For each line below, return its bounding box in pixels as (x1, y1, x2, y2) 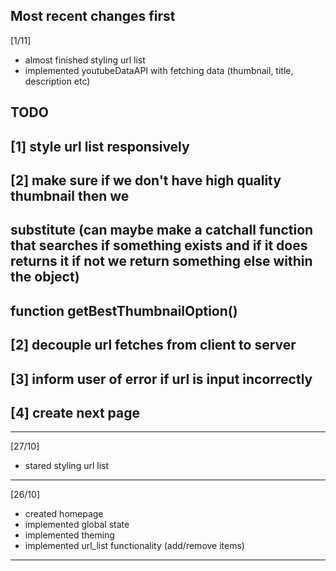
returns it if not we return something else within (10, 253, 313, 270)
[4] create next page (10, 404, 140, 421)
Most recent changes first (10, 8, 176, 25)
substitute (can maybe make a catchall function (10, 222, 314, 239)
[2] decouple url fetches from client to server (10, 337, 297, 354)
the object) (10, 269, 80, 286)
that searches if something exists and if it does (10, 237, 308, 254)
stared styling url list (24, 460, 110, 472)
